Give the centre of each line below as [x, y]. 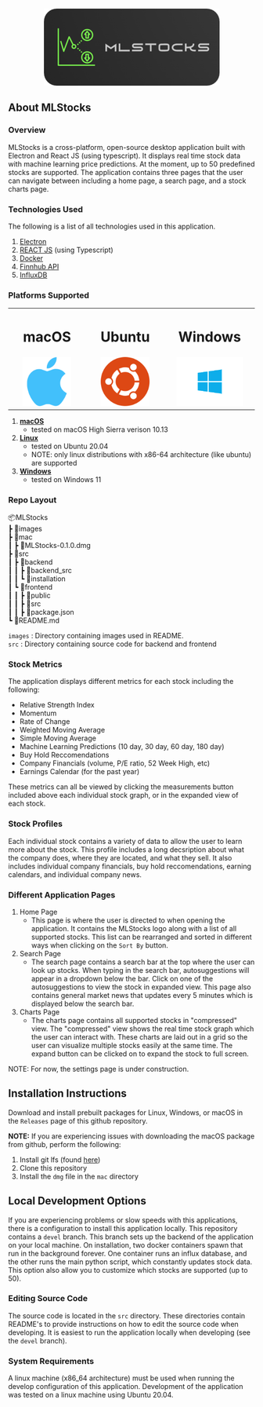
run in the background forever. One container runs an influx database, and [128, 1253]
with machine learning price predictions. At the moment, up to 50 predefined [131, 164]
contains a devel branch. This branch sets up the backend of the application [131, 1237]
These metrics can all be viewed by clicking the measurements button [121, 787]
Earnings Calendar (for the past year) [79, 772]
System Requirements [51, 1361]
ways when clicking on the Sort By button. [99, 945]
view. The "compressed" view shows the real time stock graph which [142, 1029]
